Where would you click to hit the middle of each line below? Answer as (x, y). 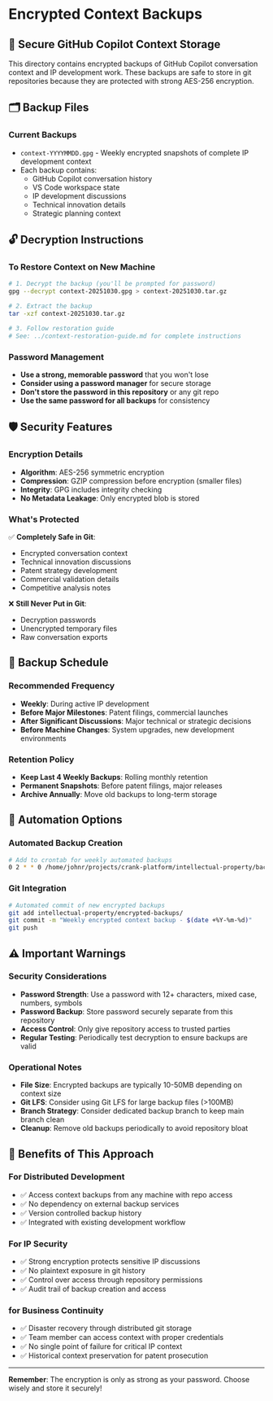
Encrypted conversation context (74, 553)
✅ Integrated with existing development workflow (103, 1222)
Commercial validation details (69, 579)
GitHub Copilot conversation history (92, 178)
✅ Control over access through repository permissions (111, 1280)
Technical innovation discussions (76, 562)
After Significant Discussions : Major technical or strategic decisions (136, 720)
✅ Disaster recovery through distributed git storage (106, 1329)
